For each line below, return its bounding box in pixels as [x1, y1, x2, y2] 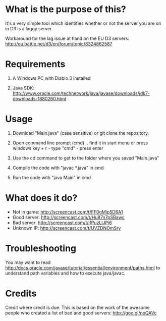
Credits [5, 288, 37, 299]
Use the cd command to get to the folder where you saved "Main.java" [12, 155, 159, 161]
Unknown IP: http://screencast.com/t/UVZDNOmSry [12, 225, 121, 231]
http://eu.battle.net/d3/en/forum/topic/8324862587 [5, 40, 113, 46]
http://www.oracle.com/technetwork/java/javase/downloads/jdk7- [12, 90, 150, 96]
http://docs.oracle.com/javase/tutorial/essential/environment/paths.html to [5, 264, 160, 271]
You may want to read [5, 259, 51, 265]
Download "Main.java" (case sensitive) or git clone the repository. [12, 130, 149, 136]
